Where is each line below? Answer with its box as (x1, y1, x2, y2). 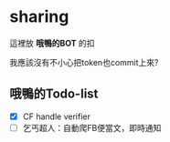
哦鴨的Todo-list (9, 86, 99, 102)
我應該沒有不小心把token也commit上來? (9, 56, 159, 67)
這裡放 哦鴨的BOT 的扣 (9, 37, 95, 48)
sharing (9, 6, 69, 27)
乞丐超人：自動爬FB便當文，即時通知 (22, 122, 162, 133)
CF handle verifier (22, 111, 91, 122)
